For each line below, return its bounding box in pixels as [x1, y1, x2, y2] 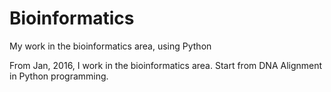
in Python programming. [9, 70, 109, 82]
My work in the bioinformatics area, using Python [9, 40, 212, 52]
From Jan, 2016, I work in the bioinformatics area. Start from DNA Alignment [9, 59, 323, 71]
